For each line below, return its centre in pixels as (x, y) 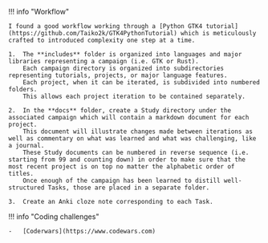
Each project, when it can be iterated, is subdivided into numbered (142, 83)
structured (26, 188)
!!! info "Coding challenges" (54, 217)
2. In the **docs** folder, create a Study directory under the (120, 111)
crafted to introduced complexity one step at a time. (102, 40)
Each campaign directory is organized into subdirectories (124, 68)
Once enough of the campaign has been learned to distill (122, 180)
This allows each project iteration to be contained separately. (134, 96)
